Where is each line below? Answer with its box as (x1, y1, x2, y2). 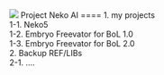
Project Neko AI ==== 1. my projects (20, 10, 156, 21)
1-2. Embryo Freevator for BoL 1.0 (9, 29, 133, 39)
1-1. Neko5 (9, 20, 49, 29)
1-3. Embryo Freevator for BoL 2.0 (9, 38, 135, 48)
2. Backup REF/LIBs (9, 48, 83, 58)
